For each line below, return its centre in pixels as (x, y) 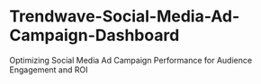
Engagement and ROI (49, 70)
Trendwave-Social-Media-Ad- (125, 17)
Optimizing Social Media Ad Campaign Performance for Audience (131, 60)
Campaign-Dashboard (94, 35)
